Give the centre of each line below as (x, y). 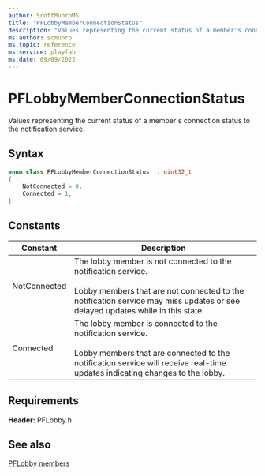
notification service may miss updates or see (157, 301)
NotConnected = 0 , (52, 186)
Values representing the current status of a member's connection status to (129, 120)
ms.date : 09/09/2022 (42, 60)
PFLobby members (39, 463)
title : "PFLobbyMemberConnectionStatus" (76, 23)
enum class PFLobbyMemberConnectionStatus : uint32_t (100, 172)
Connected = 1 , (47, 194)
